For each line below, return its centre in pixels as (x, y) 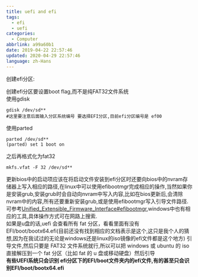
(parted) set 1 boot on (35, 144)
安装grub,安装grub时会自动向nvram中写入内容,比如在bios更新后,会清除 (97, 194)
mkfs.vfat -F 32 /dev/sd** (39, 167)
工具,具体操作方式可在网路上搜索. (57, 216)
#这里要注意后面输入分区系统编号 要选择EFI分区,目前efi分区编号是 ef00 (84, 116)
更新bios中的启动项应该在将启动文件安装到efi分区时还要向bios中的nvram (95, 179)
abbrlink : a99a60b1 (30, 45)
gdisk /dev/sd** (26, 110)
